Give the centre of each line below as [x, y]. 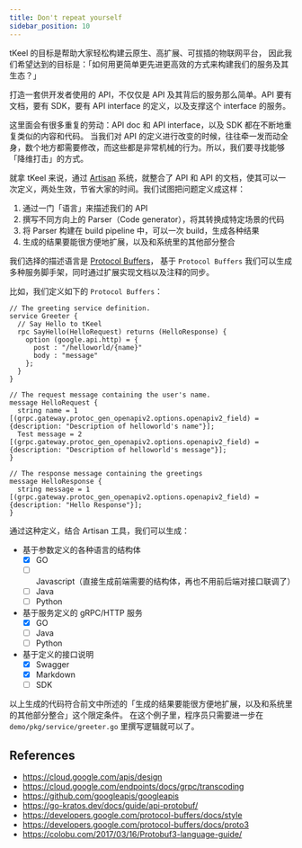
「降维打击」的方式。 [49, 158]
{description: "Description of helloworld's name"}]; [112, 426]
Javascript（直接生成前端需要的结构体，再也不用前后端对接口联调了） [165, 581]
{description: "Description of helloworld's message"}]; [118, 450]
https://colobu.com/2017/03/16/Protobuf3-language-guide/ [132, 834]
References [42, 755]
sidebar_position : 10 [50, 26]
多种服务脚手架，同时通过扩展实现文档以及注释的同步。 [111, 272]
